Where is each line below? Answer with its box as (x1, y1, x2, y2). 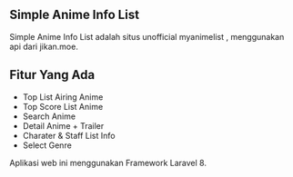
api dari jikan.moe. (9, 41, 79, 52)
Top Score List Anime (22, 101, 104, 112)
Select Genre (22, 140, 73, 151)
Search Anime (22, 111, 76, 122)
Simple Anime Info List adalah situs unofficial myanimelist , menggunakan (9, 31, 285, 42)
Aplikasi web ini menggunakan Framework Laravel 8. (9, 157, 207, 168)
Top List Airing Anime (22, 91, 104, 103)
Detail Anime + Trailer (22, 120, 105, 131)
